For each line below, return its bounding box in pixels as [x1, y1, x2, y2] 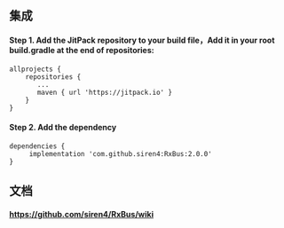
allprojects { [9, 65, 62, 74]
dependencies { [9, 141, 66, 151]
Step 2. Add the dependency [9, 122, 117, 133]
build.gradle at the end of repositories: [9, 44, 154, 55]
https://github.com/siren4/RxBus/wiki [9, 208, 154, 219]
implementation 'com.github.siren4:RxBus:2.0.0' [28, 149, 213, 158]
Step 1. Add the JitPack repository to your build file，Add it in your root [9, 35, 275, 45]
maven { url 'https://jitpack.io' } [36, 88, 173, 97]
